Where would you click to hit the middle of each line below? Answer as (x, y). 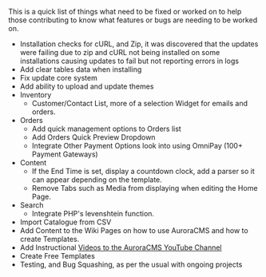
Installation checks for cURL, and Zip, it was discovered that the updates (139, 44)
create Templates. (50, 239)
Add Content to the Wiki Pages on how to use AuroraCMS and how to (134, 230)
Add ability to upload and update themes (87, 86)
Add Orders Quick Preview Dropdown (93, 137)
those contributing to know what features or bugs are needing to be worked (133, 20)
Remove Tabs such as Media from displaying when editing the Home (145, 188)
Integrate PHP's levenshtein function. (93, 214)
